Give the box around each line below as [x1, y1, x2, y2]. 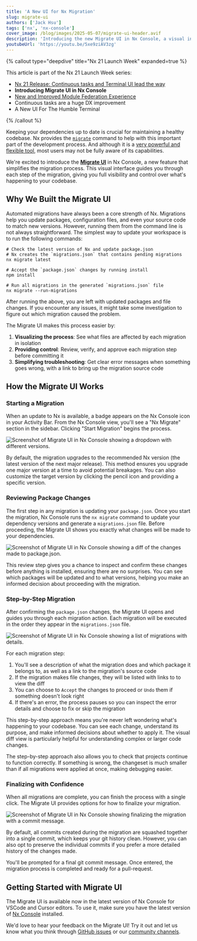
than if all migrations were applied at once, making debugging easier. [6, 765, 173, 772]
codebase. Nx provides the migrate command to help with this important [6, 134, 181, 141]
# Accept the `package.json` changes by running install [6, 267, 148, 273]
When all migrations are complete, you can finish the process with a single [6, 793, 186, 801]
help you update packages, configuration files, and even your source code [6, 216, 186, 223]
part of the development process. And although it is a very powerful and [6, 141, 181, 148]
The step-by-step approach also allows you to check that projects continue [6, 753, 188, 760]
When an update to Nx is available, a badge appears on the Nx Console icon [6, 413, 191, 420]
